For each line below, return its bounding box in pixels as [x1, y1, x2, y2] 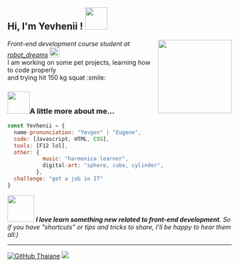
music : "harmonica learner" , [42, 155, 129, 162]
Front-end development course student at [7, 39, 130, 48]
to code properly [7, 66, 57, 74]
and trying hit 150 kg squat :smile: [7, 73, 106, 82]
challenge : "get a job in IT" [14, 175, 103, 182]
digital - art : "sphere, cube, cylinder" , [42, 162, 164, 169]
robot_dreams [7, 51, 48, 59]
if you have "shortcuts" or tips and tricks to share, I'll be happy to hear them [7, 222, 231, 231]
